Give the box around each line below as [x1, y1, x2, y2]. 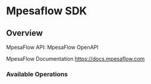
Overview [6, 28, 43, 38]
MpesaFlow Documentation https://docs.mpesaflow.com [6, 55, 145, 62]
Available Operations [6, 70, 68, 78]
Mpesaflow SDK [6, 4, 87, 18]
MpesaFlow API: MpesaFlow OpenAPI [6, 43, 99, 51]
